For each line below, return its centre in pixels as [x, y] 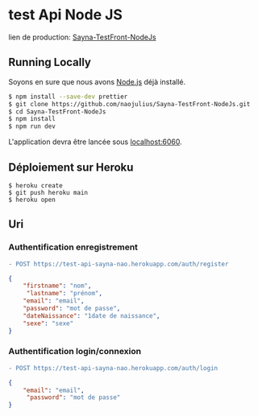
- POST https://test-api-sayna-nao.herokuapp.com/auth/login [113, 368]
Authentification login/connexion [75, 352]
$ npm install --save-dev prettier [68, 97]
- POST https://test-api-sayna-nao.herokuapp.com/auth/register [119, 264]
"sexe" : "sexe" [48, 323]
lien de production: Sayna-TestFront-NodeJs [82, 37]
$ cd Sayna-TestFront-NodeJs [57, 111]
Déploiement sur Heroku [71, 167]
